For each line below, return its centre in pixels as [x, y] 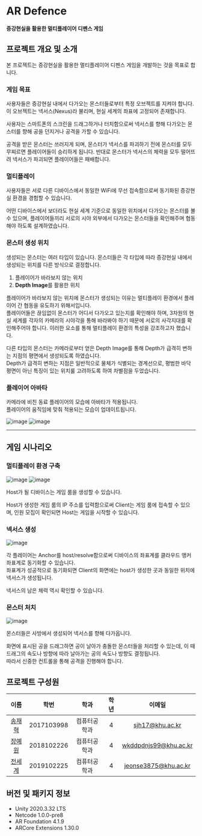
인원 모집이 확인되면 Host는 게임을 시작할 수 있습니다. [77, 512]
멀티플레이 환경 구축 [33, 466]
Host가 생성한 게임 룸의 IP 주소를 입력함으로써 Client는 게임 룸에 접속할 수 [93, 505]
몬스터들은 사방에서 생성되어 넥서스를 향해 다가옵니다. [69, 633]
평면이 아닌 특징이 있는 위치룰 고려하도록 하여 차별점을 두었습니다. [83, 370]
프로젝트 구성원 [33, 682]
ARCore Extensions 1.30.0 [47, 828]
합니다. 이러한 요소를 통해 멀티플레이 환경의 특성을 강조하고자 [103, 328]
